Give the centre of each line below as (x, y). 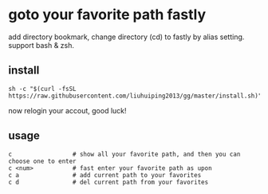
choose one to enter (43, 161)
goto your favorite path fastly (107, 15)
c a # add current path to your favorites (105, 175)
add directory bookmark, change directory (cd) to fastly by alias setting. (126, 37)
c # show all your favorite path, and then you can (124, 154)
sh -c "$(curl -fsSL (43, 89)
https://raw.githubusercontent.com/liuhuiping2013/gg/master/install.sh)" (135, 96)
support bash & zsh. (41, 45)
